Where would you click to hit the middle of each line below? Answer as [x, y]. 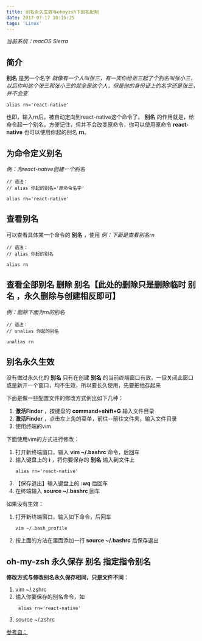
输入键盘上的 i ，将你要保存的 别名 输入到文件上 [75, 460]
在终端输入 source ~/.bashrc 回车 [57, 491]
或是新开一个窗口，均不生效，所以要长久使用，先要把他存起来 [84, 385]
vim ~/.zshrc [31, 590]
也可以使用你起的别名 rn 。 [57, 132]
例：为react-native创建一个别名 [46, 169]
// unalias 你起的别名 [33, 331]
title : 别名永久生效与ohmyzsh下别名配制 [53, 12]
